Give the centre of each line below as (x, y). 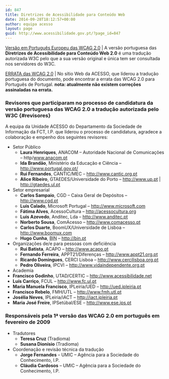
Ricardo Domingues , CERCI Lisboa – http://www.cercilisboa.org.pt (89, 260)
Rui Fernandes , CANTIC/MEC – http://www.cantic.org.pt (79, 174)
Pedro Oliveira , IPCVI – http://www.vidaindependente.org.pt (82, 265)
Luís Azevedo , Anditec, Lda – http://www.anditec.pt (74, 217)
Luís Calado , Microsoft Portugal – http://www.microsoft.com (83, 206)
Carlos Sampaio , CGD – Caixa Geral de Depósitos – (74, 196)
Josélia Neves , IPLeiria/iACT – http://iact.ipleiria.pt (65, 297)
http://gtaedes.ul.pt (40, 184)
